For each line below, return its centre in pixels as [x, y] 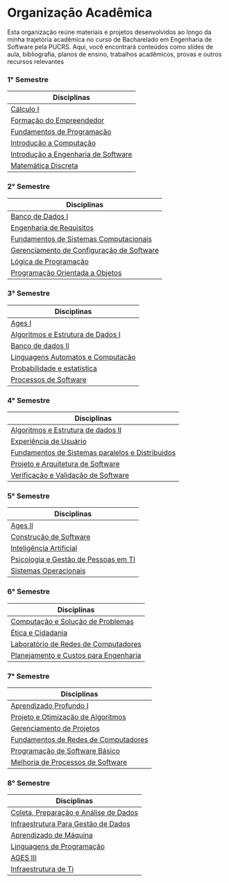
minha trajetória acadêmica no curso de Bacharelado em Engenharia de [110, 39]
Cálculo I [25, 109]
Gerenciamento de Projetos [55, 729]
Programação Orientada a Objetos [66, 272]
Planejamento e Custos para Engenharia [76, 655]
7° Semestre [28, 676]
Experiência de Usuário [49, 441]
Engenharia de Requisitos [52, 227]
